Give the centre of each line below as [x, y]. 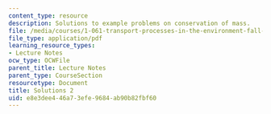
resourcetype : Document [48, 83]
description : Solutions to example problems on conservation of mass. [129, 23]
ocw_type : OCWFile [39, 61]
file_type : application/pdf [56, 38]
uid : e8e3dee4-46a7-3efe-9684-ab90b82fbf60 [83, 98]
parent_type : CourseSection [56, 75]
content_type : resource [48, 16]
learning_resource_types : [52, 46]
